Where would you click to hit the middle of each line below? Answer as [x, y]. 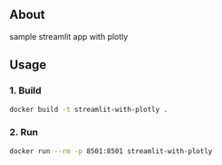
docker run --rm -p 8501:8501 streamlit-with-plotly [111, 151]
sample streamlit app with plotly [69, 36]
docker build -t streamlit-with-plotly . [89, 109]
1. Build [26, 91]
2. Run [24, 133]
